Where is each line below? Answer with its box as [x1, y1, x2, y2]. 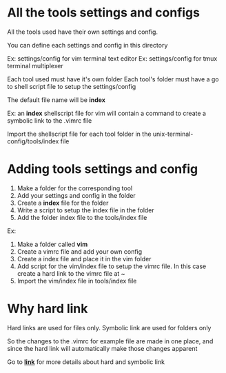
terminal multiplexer [7, 61, 63, 70]
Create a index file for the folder [17, 199, 109, 207]
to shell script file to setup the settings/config [7, 82, 136, 90]
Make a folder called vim [17, 240, 88, 248]
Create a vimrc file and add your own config [17, 247, 143, 256]
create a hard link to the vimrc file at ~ [17, 269, 125, 277]
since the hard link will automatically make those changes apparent [7, 344, 198, 352]
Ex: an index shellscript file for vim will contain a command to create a [7, 109, 207, 117]
